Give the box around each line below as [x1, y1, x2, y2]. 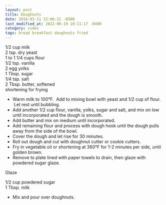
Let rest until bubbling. [13, 102, 60, 107]
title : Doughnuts [5, 12, 41, 17]
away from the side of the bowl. [12, 128, 78, 134]
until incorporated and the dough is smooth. [12, 112, 103, 118]
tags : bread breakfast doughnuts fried [5, 30, 88, 35]
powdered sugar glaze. [12, 160, 60, 166]
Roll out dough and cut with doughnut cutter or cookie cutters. [12, 139, 141, 145]
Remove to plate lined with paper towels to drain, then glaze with [12, 155, 146, 160]
